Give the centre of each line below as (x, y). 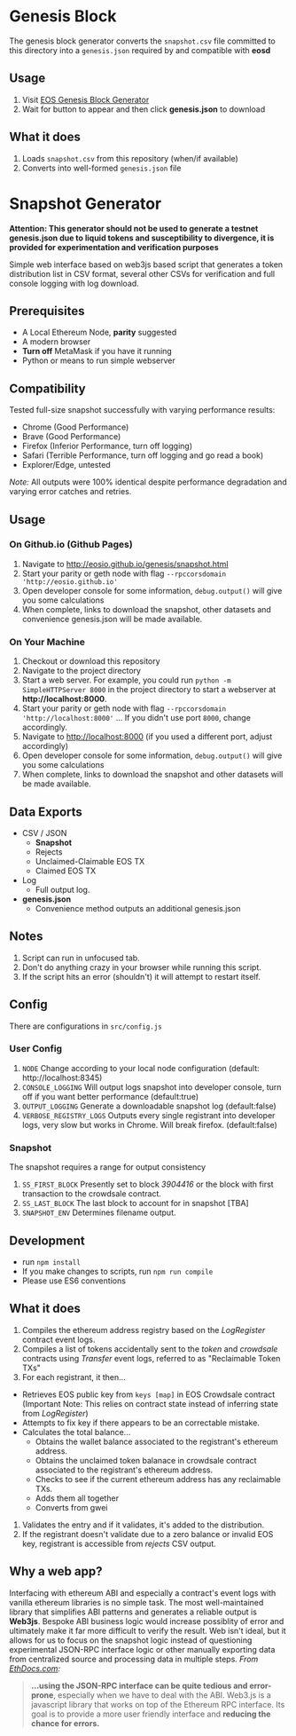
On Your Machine (47, 642)
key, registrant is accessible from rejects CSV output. (119, 1543)
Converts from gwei (71, 1507)
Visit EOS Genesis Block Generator (86, 99)
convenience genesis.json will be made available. (112, 619)
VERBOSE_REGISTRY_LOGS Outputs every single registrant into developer (148, 1115)
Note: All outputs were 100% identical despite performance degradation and (148, 482)
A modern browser (56, 342)
